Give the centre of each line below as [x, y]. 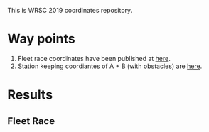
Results [30, 95]
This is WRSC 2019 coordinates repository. [70, 10]
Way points [42, 39]
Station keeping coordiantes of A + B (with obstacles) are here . [110, 66]
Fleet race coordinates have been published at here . [94, 58]
